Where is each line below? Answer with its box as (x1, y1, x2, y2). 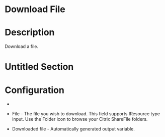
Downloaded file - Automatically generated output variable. (12, 126, 135, 132)
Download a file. (5, 43, 39, 50)
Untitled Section (5, 61, 74, 73)
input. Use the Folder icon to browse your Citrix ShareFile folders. (12, 116, 148, 122)
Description (5, 27, 55, 38)
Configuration (5, 84, 65, 96)
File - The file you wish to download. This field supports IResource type (12, 111, 160, 117)
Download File (5, 4, 66, 15)
